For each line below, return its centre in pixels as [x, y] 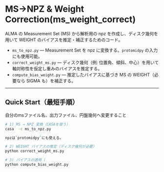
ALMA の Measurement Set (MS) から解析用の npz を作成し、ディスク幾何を [82, 33]
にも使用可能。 [27, 56]
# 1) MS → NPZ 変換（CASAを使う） [38, 124]
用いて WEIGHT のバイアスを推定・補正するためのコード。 [64, 40]
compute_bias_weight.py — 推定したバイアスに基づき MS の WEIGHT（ [83, 74]
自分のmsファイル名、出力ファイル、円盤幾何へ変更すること [66, 115]
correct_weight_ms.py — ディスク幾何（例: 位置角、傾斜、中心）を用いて [85, 62]
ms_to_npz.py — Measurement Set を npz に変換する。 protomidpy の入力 [85, 50]
